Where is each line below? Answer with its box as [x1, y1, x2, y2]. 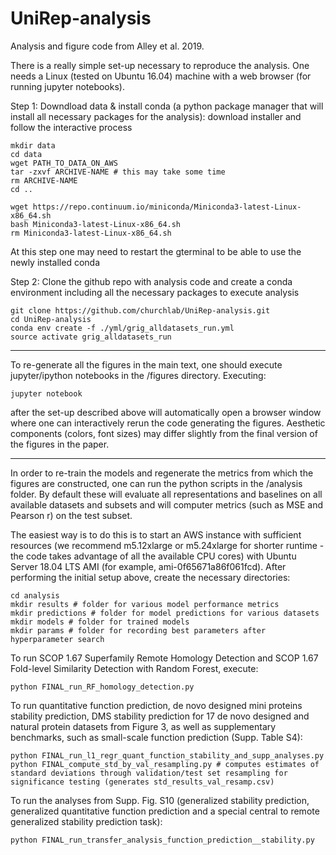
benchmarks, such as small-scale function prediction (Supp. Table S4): [10, 731, 303, 743]
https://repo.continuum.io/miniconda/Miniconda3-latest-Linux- [32, 202, 302, 212]
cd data [10, 149, 43, 159]
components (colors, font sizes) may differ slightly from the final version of [10, 427, 318, 439]
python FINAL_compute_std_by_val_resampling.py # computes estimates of [10, 759, 320, 769]
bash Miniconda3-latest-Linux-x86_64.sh [10, 219, 182, 229]
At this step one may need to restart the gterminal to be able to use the [10, 245, 302, 257]
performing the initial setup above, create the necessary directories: [10, 571, 291, 583]
